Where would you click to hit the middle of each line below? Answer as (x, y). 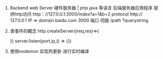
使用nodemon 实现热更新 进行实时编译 (49, 51)
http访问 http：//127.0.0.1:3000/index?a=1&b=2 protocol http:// (78, 14)
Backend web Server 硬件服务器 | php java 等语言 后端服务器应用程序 (81, 8)
